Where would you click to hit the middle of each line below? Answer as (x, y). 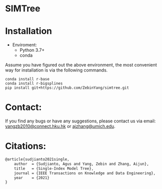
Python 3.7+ (32, 50)
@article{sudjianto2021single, (37, 159)
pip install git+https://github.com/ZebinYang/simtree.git (67, 88)
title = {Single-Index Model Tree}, (54, 168)
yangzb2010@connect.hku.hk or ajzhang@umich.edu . (60, 126)
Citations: (26, 146)
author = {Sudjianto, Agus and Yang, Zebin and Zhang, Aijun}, (81, 164)
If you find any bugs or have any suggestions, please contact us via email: (81, 121)
